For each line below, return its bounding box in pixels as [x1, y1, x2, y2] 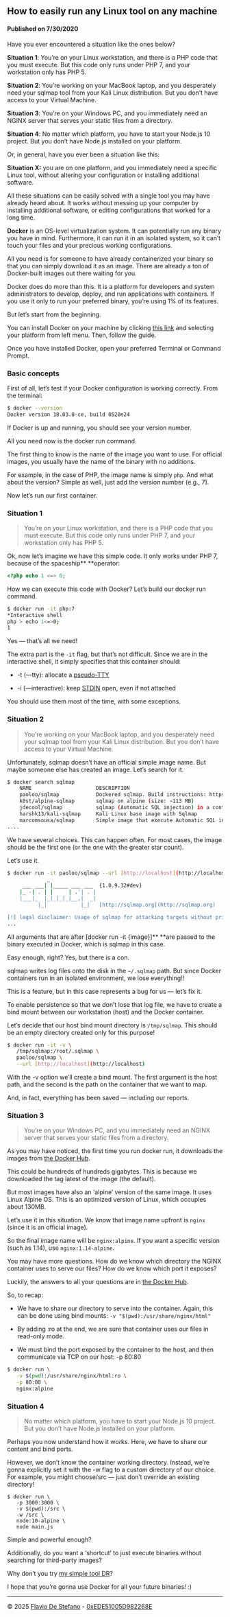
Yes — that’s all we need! [7, 637, 78, 645]
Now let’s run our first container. [7, 491, 98, 500]
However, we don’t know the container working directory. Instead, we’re [7, 1458, 210, 1467]
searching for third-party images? [7, 1556, 103, 1564]
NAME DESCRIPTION [19, 785, 130, 792]
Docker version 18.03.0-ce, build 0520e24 [7, 411, 130, 418]
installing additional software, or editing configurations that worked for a [7, 206, 211, 214]
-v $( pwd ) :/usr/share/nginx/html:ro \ [16, 1373, 127, 1380]
